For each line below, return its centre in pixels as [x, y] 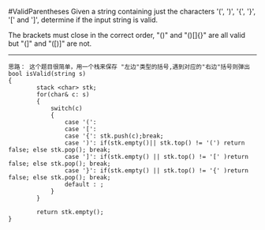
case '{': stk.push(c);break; [114, 136]
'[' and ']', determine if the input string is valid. [83, 20]
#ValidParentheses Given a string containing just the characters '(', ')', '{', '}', [132, 11]
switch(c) [66, 108]
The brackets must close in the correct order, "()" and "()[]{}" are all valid [127, 35]
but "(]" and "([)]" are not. [50, 43]
